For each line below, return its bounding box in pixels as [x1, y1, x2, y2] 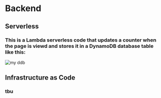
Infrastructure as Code [5, 73, 75, 82]
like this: [5, 49, 26, 56]
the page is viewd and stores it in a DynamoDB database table [5, 42, 154, 49]
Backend [5, 3, 41, 14]
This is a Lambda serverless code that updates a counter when [5, 37, 157, 43]
